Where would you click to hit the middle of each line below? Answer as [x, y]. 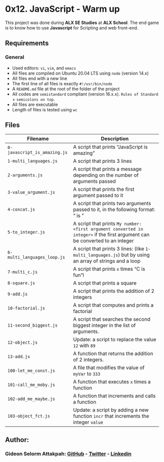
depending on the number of [106, 175]
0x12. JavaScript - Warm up [62, 9]
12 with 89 [84, 346]
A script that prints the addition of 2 [114, 291]
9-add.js [18, 294]
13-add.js [19, 357]
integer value [88, 422]
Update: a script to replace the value [115, 339]
